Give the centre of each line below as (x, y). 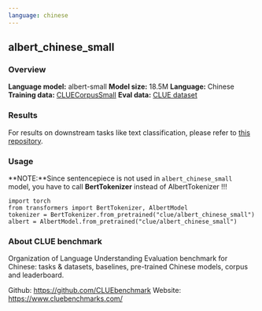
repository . (26, 141)
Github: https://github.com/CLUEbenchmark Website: (95, 291)
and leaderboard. (36, 275)
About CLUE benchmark (55, 241)
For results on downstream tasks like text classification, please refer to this (129, 132)
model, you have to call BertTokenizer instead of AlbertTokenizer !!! (118, 186)
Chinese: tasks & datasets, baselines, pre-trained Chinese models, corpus (128, 267)
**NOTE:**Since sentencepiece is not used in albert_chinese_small (120, 178)
